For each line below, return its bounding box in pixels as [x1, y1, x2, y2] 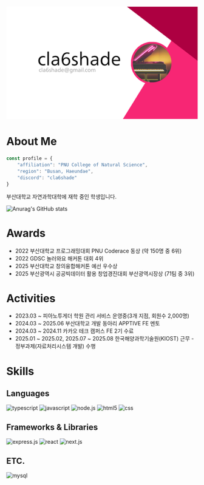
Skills [6, 364, 35, 378]
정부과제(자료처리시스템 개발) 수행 [15, 342, 96, 350]
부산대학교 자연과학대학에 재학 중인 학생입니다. [6, 192, 117, 200]
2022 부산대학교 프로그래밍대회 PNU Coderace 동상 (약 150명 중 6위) [15, 247, 182, 254]
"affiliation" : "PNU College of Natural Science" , [17, 162, 148, 168]
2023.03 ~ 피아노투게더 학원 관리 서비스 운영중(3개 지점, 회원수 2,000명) [15, 312, 189, 319]
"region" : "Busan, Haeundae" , [17, 168, 94, 174]
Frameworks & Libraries [6, 422, 98, 432]
